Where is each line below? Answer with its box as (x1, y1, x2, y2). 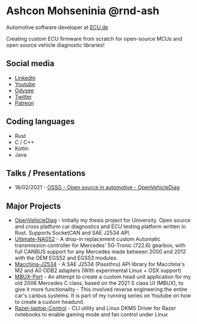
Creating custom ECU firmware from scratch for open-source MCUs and (6, 35, 183, 42)
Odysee (14, 87, 34, 94)
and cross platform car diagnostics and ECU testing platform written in (14, 223, 186, 230)
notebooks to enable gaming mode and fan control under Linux (14, 311, 168, 318)
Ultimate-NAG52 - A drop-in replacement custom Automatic (14, 235, 161, 243)
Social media (6, 59, 55, 69)
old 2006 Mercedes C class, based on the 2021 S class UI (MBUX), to (14, 280, 184, 287)
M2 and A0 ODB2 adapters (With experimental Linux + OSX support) (14, 267, 182, 274)
